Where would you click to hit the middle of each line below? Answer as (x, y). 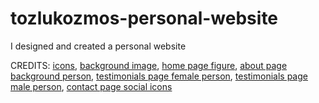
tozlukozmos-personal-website (144, 18)
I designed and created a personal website (98, 46)
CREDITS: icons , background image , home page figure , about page (149, 65)
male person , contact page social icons (91, 86)
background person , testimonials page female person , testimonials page (159, 76)
